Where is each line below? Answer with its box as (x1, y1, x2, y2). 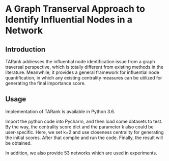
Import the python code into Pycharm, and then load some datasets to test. (5, 118, 163, 124)
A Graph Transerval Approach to (5, 3, 145, 15)
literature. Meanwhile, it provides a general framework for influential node (5, 69, 159, 75)
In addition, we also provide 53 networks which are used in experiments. (5, 150, 157, 156)
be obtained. (5, 140, 32, 146)
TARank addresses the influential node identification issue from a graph (5, 59, 155, 64)
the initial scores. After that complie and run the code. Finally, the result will (5, 135, 163, 141)
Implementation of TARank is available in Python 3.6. (5, 108, 116, 115)
